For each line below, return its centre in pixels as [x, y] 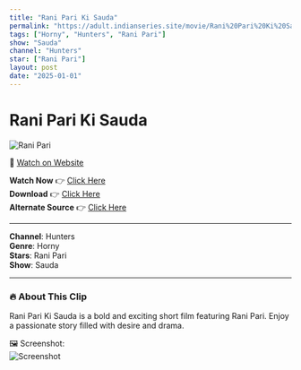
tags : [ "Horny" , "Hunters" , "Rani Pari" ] [88, 34]
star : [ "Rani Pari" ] [48, 59]
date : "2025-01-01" [46, 76]
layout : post [34, 68]
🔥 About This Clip [48, 297]
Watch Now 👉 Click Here [57, 180]
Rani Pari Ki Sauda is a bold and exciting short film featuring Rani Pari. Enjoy [149, 315]
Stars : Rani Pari [38, 255]
